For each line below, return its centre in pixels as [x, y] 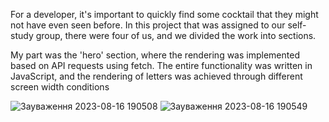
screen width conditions [60, 87]
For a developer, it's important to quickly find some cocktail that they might [164, 14]
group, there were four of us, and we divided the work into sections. [176, 35]
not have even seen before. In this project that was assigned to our [148, 25]
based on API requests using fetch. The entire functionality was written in [161, 65]
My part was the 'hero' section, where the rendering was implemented [155, 55]
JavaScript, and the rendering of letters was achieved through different [156, 76]
